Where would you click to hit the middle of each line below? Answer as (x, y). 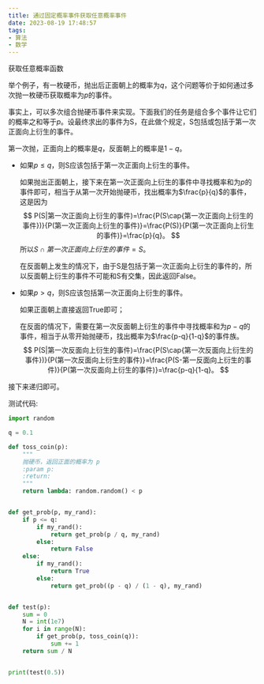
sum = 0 (35, 614)
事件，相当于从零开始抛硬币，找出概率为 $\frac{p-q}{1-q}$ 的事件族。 (132, 336)
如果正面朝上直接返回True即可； (72, 310)
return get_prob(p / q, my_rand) (105, 535)
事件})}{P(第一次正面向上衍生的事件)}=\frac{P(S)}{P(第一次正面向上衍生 (138, 225)
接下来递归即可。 (36, 387)
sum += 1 (65, 644)
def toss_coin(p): (38, 447)
